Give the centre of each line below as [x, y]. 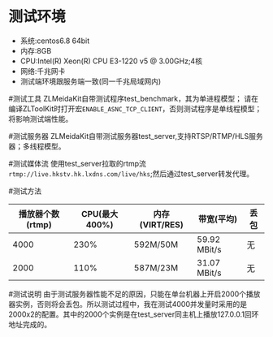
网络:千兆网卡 [43, 71]
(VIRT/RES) [162, 224]
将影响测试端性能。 [41, 119]
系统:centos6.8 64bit [55, 41]
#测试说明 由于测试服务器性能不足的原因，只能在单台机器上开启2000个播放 [134, 294]
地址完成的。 [30, 324]
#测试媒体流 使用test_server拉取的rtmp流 [77, 163]
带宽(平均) [218, 218]
